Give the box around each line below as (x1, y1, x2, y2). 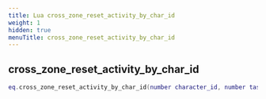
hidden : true (8, 26, 51, 34)
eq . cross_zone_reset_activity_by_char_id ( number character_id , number (8, 83, 246, 91)
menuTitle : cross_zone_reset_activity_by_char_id (8, 33, 176, 42)
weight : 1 (8, 19, 41, 27)
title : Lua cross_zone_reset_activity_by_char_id (8, 11, 176, 20)
